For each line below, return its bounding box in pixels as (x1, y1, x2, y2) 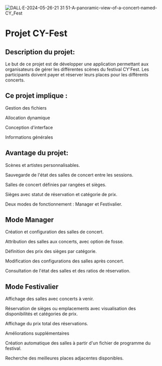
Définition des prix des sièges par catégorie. (5, 248, 97, 254)
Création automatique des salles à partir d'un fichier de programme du (5, 340, 151, 346)
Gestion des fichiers (5, 105, 47, 111)
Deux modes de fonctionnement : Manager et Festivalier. (5, 201, 122, 207)
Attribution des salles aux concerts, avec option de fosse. (5, 239, 124, 245)
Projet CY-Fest (5, 28, 68, 39)
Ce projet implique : (5, 91, 68, 100)
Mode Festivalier (5, 282, 59, 291)
